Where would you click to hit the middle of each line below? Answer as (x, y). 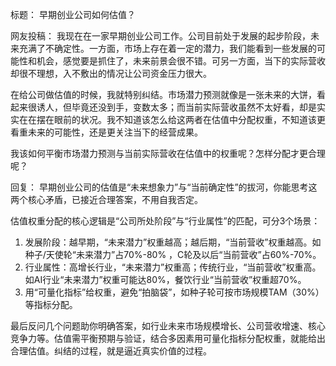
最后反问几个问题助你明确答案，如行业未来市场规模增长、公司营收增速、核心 (168, 326)
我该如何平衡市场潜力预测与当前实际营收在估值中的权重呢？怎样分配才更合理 (168, 153)
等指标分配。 (51, 304)
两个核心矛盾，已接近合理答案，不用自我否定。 (106, 199)
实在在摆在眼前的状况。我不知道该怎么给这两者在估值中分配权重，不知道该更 (168, 119)
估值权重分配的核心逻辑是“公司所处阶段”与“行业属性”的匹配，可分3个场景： (165, 221)
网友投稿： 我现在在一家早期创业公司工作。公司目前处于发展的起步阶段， (160, 36)
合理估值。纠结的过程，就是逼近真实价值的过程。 (111, 351)
